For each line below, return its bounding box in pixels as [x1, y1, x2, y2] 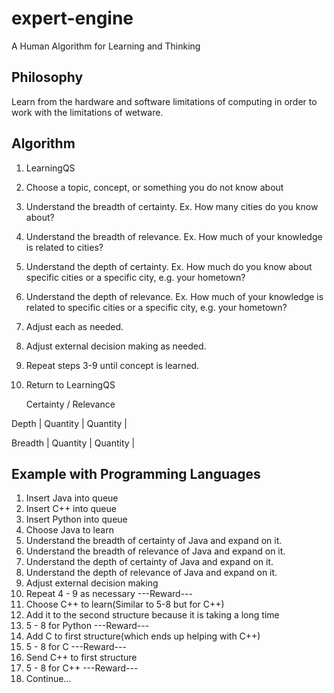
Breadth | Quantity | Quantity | [11, 437, 136, 449]
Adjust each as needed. [25, 320, 124, 332]
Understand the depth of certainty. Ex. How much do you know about [25, 260, 313, 272]
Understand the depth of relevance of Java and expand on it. [25, 567, 278, 579]
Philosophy [11, 69, 84, 86]
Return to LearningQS [25, 378, 116, 391]
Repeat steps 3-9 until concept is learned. [25, 359, 200, 371]
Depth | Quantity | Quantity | [11, 417, 128, 429]
